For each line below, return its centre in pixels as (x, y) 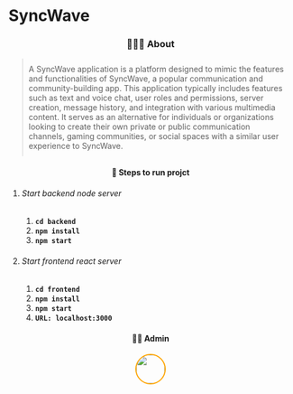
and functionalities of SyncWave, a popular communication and (146, 79)
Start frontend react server (72, 261)
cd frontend (57, 290)
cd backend (55, 222)
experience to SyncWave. (76, 146)
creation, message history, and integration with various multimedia (152, 108)
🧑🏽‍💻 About (151, 44)
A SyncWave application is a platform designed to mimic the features (156, 70)
